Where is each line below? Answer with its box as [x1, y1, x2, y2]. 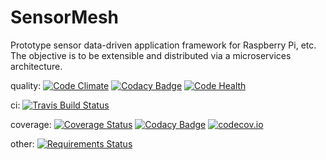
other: [10, 137, 35, 150]
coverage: [10, 118, 52, 130]
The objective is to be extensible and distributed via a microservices [10, 49, 292, 61]
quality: [10, 79, 42, 91]
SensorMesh [10, 6, 120, 29]
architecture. [10, 60, 63, 72]
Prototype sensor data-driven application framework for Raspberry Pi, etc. [10, 39, 317, 51]
